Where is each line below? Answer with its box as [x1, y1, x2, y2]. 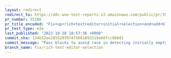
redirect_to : [5, 12, 33, 17]
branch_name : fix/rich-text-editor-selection [5, 45, 103, 50]
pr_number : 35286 [5, 17, 42, 22]
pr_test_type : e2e [5, 26, 44, 31]
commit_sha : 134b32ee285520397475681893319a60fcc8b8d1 [5, 36, 124, 41]
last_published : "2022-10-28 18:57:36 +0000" [5, 31, 103, 36]
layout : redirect [5, 7, 42, 13]
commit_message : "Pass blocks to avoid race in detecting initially [5, 40, 154, 45]
